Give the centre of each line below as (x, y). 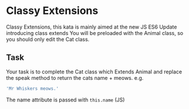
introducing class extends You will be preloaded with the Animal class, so (95, 33)
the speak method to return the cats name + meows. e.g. (75, 78)
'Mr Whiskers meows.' (33, 89)
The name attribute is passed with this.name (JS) (65, 100)
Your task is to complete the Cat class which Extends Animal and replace (94, 72)
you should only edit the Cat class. (48, 39)
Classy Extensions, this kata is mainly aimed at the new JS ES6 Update (92, 27)
